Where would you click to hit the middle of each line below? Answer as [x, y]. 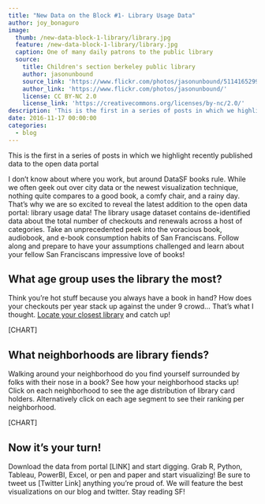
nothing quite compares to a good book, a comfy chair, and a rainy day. [124, 196]
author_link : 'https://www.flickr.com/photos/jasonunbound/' [125, 89]
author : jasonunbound [58, 74]
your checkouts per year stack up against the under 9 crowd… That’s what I [131, 306]
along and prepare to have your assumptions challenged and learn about [126, 246]
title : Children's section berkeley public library [109, 67]
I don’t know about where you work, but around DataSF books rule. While [127, 179]
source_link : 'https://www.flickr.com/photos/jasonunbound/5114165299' [142, 81]
